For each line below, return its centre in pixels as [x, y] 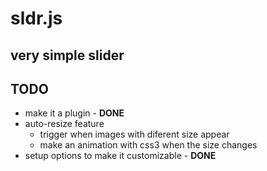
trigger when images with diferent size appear [134, 134]
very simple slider [67, 55]
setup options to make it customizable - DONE [120, 156]
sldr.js [36, 18]
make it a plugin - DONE [74, 113]
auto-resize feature [64, 124]
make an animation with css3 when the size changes [148, 145]
